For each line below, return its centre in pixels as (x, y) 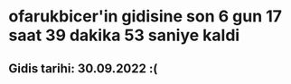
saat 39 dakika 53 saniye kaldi (124, 35)
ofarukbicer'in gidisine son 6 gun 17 (145, 17)
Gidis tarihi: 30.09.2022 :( (83, 68)
